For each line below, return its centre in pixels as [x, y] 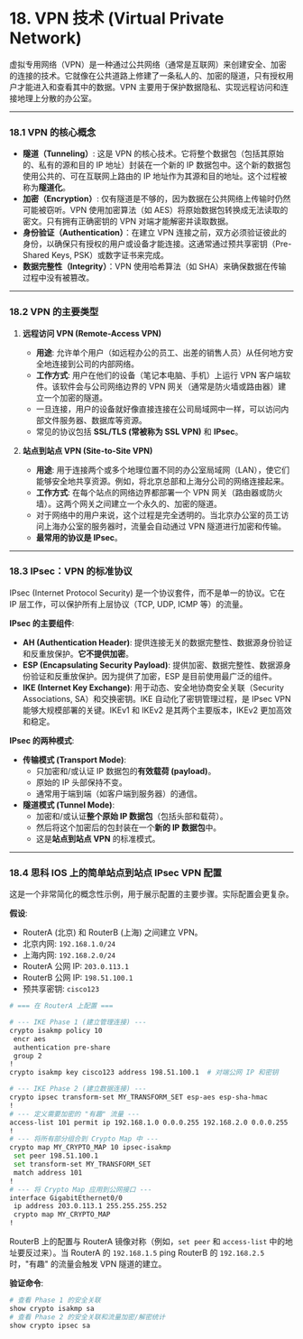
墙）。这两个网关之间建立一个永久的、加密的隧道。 [129, 503]
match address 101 [48, 1173]
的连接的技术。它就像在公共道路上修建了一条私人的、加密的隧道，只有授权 [147, 75]
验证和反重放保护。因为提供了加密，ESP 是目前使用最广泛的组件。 [154, 676]
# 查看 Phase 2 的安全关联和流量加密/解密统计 [87, 1317]
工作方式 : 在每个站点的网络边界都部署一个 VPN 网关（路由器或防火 [159, 492]
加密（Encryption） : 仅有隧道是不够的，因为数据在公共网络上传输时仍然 [156, 199]
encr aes [30, 1039]
